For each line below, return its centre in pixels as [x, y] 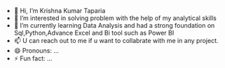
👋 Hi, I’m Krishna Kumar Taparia [60, 11]
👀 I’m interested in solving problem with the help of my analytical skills [115, 18]
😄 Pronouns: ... [36, 51]
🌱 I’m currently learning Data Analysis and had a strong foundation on [114, 25]
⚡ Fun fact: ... [33, 58]
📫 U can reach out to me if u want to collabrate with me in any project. [116, 41]
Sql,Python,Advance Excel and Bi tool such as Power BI [94, 33]
